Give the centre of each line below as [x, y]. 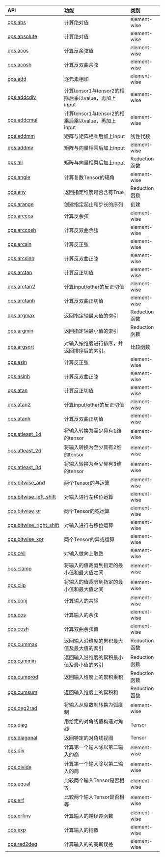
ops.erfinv [19, 816]
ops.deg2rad [23, 708]
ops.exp [17, 830]
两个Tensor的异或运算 [89, 539]
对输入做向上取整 [84, 554]
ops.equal [19, 784]
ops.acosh [20, 65]
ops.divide [20, 767]
